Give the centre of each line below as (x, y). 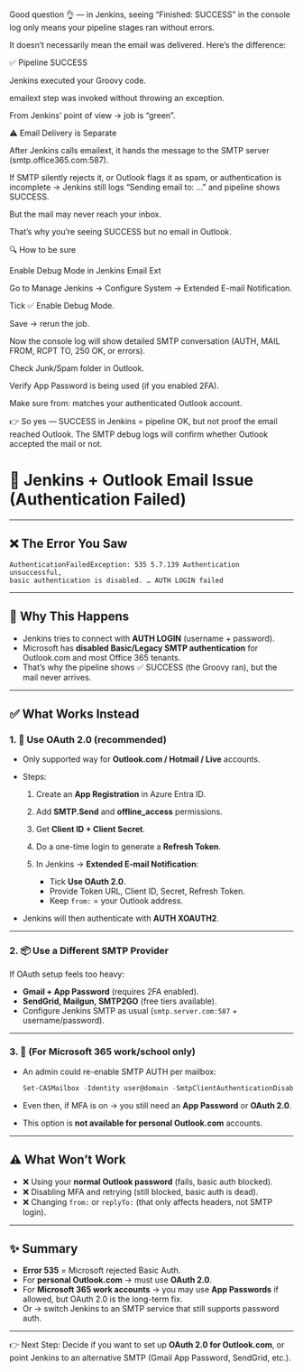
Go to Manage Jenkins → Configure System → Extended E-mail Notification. (151, 288)
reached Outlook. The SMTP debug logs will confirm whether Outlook (139, 434)
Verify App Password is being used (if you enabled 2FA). (114, 385)
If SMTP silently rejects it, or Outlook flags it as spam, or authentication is (146, 177)
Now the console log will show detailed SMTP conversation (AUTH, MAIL (145, 341)
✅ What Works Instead (74, 714)
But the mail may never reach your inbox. (86, 214)
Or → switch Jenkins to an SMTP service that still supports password (151, 1309)
